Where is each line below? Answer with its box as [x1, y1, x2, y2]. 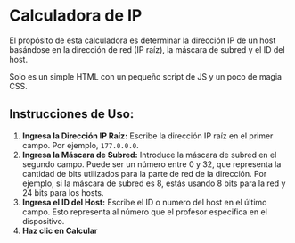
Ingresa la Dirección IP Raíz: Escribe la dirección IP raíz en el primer [21, 130, 274, 141]
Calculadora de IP [9, 5, 143, 26]
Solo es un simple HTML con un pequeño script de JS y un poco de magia [9, 71, 283, 81]
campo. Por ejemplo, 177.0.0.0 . [21, 139, 140, 150]
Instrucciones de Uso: [9, 106, 135, 121]
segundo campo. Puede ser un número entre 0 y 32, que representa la [21, 158, 282, 170]
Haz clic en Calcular [21, 225, 98, 236]
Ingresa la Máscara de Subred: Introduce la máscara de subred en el [21, 149, 277, 160]
